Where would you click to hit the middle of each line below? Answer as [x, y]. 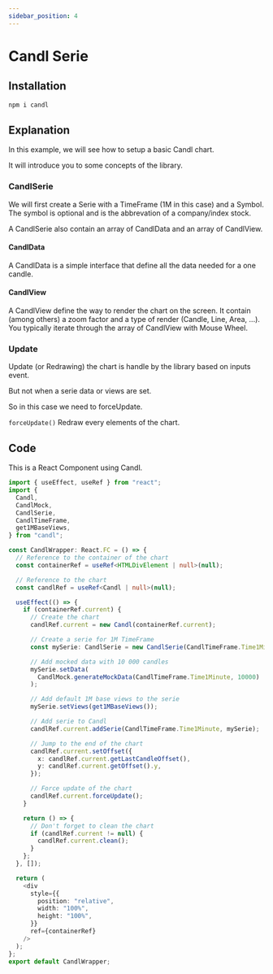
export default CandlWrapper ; [60, 961]
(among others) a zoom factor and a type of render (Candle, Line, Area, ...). [134, 320]
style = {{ [45, 894]
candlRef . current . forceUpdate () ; [87, 796]
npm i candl [28, 105]
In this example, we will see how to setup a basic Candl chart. [111, 150]
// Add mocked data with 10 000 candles [99, 662]
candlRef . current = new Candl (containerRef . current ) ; [123, 625]
